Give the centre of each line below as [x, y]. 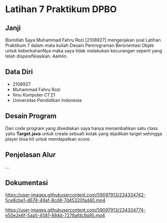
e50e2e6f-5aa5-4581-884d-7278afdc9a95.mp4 [55, 215]
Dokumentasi [27, 183]
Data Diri [19, 72]
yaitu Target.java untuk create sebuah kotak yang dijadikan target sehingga [84, 133]
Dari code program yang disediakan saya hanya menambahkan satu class [82, 128]
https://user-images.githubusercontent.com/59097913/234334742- [75, 195]
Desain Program [31, 116]
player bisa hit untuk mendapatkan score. [48, 139]
